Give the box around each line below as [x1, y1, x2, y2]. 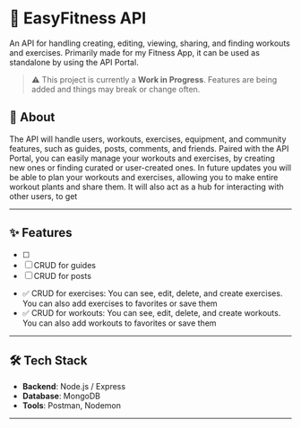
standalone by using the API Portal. [9, 57, 139, 67]
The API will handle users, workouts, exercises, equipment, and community [9, 134, 287, 144]
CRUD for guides [33, 259, 97, 270]
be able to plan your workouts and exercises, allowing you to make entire [9, 171, 279, 182]
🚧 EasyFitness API [9, 8, 147, 29]
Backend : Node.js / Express [21, 381, 126, 392]
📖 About [9, 109, 56, 125]
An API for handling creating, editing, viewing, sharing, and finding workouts [9, 38, 291, 48]
